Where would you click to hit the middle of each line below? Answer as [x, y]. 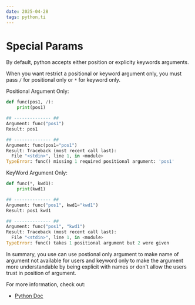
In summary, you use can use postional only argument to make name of [93, 254]
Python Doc [29, 296]
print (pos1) [31, 108]
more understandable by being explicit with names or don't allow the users [96, 267]
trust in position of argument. [41, 273]
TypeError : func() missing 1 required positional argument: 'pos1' [90, 162]
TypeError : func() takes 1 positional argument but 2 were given [88, 243]
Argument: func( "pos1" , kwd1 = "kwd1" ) [52, 205]
